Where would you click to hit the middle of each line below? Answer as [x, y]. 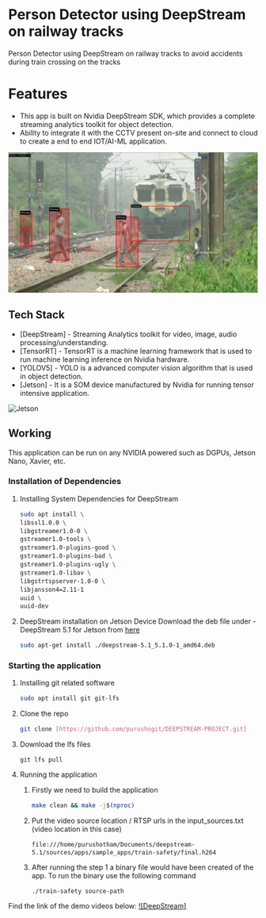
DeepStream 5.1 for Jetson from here [80, 630]
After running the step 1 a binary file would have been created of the [142, 867]
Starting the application [55, 666]
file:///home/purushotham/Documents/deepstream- [113, 845]
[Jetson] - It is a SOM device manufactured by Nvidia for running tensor [137, 384]
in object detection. [51, 376]
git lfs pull [41, 760]
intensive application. [54, 393]
